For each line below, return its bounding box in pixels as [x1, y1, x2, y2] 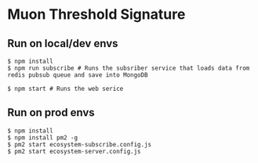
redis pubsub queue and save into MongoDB [7, 71, 148, 79]
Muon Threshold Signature [7, 5, 186, 24]
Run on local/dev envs [7, 37, 118, 50]
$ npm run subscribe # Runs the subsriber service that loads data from [7, 64, 250, 72]
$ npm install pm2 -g [7, 133, 78, 142]
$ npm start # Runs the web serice [7, 85, 124, 92]
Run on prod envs [7, 106, 95, 119]
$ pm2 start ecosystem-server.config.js [7, 147, 142, 155]
